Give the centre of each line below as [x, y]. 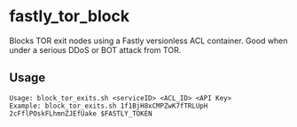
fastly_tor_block [70, 16]
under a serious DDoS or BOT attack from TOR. [95, 49]
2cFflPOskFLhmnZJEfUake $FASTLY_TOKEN [81, 113]
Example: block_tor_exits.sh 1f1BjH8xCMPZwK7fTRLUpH [109, 106]
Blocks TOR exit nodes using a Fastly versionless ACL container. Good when [148, 41]
